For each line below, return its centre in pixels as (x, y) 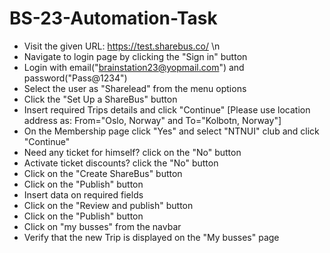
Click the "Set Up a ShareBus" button (100, 99)
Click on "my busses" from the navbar (102, 226)
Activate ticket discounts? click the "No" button (121, 163)
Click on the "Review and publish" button (108, 205)
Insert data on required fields (83, 194)
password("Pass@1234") (75, 78)
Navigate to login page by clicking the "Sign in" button (135, 56)
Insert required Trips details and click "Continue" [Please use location (167, 109)
